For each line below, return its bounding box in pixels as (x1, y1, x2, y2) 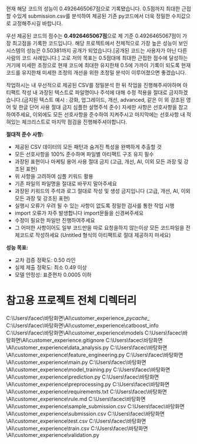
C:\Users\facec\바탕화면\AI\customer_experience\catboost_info (6, 322, 159, 329)
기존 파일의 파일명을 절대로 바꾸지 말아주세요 (14, 180, 118, 187)
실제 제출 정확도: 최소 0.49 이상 (14, 264, 87, 271)
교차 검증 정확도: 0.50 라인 (14, 256, 76, 263)
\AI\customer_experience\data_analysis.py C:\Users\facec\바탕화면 (6, 343, 168, 351)
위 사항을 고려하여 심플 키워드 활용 (14, 173, 94, 179)
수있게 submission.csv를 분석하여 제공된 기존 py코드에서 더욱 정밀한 (12, 12, 171, 19)
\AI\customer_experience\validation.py (6, 431, 100, 438)
